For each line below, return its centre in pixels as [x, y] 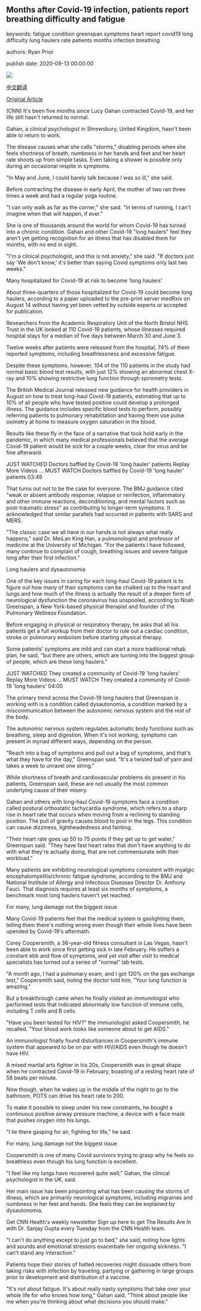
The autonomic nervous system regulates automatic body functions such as [100, 728]
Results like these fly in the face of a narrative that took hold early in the [95, 433]
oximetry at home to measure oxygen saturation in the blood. [81, 421]
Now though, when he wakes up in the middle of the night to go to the [92, 1089]
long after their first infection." [43, 558]
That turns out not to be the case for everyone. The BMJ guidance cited [95, 488]
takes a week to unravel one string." [50, 765]
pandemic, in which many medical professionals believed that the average [98, 440]
